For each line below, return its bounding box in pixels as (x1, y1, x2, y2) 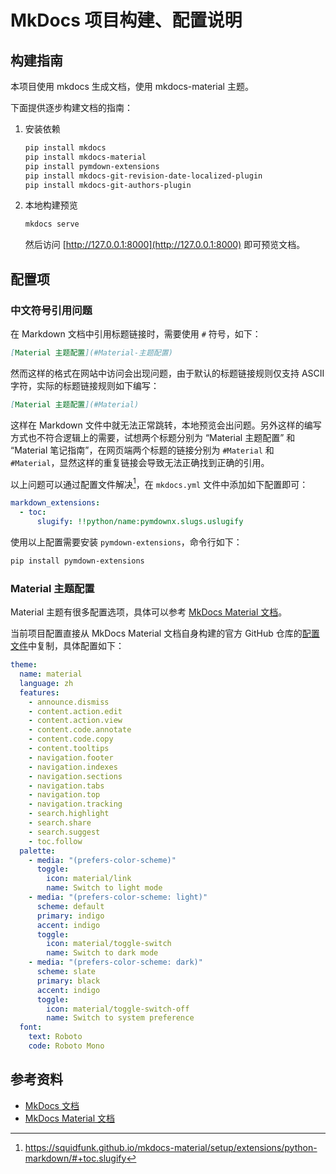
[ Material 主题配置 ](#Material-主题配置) (10, 347, 173, 358)
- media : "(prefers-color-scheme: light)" (28, 892, 208, 903)
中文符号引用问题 (10, 303, 93, 317)
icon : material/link (46, 874, 132, 884)
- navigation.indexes (28, 762, 118, 772)
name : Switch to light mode (46, 883, 163, 893)
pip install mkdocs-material (24, 152, 147, 162)
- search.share (28, 818, 92, 828)
